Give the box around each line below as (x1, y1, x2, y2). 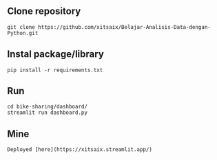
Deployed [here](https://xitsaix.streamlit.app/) (7, 146, 153, 153)
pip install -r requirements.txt (7, 67, 103, 73)
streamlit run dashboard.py (7, 109, 88, 116)
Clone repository (7, 5, 81, 17)
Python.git (7, 30, 39, 36)
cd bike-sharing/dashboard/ (7, 103, 88, 111)
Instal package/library (7, 48, 105, 60)
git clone (7, 23, 36, 30)
